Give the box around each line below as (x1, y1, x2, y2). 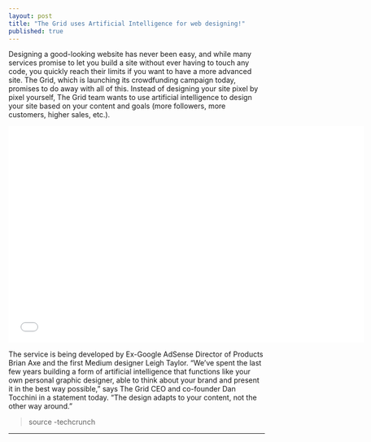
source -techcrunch (28, 417, 96, 427)
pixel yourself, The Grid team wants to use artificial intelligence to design (8, 93, 252, 103)
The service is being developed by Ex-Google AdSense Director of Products (8, 349, 264, 359)
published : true (8, 27, 63, 35)
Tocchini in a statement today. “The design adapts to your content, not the (8, 392, 258, 403)
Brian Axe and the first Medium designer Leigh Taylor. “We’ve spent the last (8, 358, 262, 368)
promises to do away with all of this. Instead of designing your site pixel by (8, 84, 259, 94)
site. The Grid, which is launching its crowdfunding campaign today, (8, 75, 236, 85)
